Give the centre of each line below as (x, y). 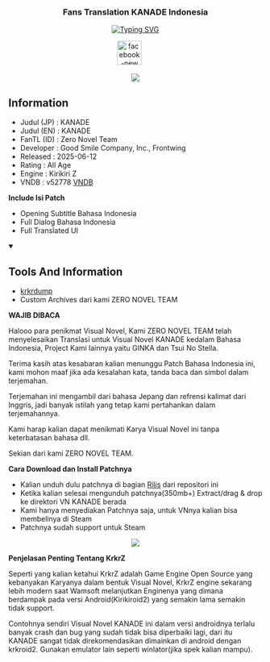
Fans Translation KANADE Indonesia (135, 12)
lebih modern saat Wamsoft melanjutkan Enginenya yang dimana (116, 590)
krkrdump (36, 291)
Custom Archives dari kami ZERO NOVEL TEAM (99, 299)
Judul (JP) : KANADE (55, 123)
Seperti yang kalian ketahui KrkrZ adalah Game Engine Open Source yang (131, 573)
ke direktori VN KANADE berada (73, 502)
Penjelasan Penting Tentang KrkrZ (67, 558)
